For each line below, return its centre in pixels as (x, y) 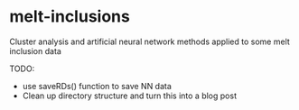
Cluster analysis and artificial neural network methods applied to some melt (150, 41)
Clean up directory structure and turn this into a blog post (130, 96)
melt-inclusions (70, 17)
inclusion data (35, 50)
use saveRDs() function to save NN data (97, 86)
